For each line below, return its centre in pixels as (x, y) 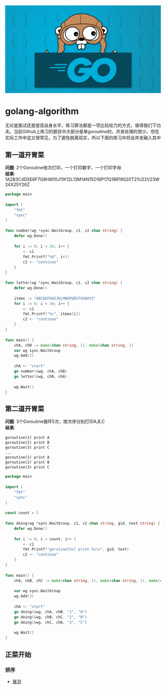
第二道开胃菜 (25, 408)
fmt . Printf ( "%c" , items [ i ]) (52, 314)
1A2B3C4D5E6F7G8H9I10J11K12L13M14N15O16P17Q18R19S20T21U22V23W (82, 179)
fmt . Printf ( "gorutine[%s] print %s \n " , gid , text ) (76, 549)
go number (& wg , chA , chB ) (41, 371)
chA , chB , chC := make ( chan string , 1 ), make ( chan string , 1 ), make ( (87, 580)
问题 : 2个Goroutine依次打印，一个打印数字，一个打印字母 (63, 168)
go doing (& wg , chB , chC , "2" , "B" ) (51, 617)
